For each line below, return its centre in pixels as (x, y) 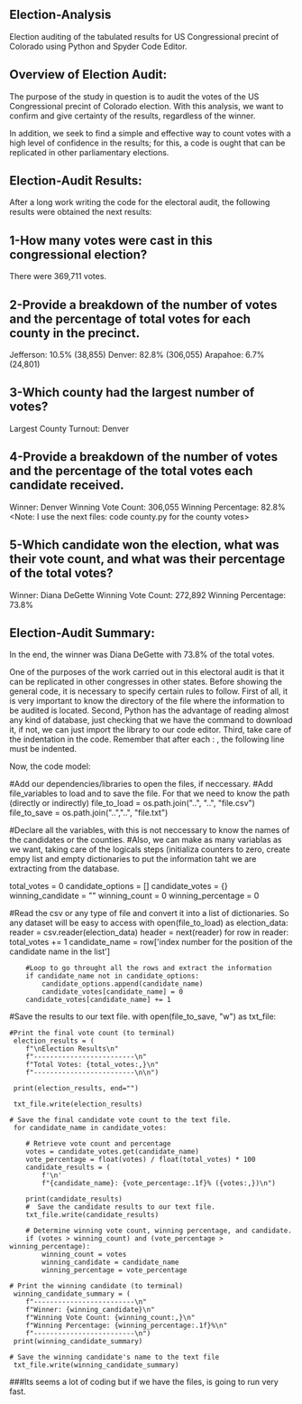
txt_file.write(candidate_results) (92, 1215)
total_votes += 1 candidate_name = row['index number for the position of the (151, 942)
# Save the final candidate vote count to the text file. (120, 1120)
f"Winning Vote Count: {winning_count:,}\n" (110, 1318)
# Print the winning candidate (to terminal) (96, 1287)
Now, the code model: (50, 766)
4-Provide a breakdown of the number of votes (144, 457)
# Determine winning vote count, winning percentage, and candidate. (159, 1231)
